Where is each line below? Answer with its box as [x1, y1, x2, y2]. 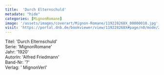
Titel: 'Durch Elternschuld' [5, 38, 58, 44]
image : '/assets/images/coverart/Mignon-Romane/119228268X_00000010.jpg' [5, 20, 159, 26]
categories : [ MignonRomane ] [5, 16, 62, 21]
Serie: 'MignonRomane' [5, 44, 52, 50]
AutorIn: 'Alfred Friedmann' [5, 54, 60, 60]
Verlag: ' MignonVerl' [5, 64, 47, 71]
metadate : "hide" [5, 12, 41, 17]
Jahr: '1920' [5, 49, 29, 55]
